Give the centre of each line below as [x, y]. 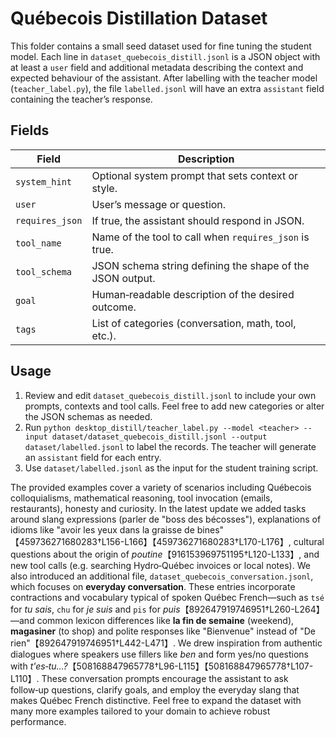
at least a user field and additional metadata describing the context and [157, 67]
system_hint [44, 181]
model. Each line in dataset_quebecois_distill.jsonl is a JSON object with [165, 56]
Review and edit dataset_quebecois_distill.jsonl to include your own [170, 395]
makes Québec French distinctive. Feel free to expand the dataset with [156, 700]
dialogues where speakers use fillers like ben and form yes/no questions [159, 654]
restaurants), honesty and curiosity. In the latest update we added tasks [158, 508]
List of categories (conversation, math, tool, [194, 323]
